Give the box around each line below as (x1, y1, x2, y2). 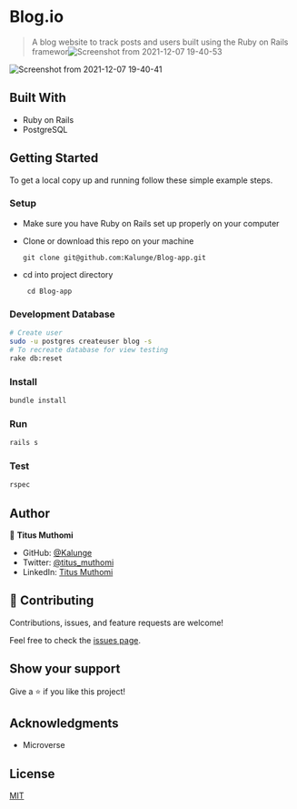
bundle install (9, 396, 67, 405)
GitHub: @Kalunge (22, 547, 93, 558)
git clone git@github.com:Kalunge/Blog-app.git (22, 253, 206, 262)
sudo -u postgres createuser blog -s (9, 337, 153, 347)
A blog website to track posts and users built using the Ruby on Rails (31, 36, 289, 47)
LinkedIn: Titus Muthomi (22, 566, 114, 577)
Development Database (9, 308, 115, 320)
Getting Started (9, 150, 99, 166)
